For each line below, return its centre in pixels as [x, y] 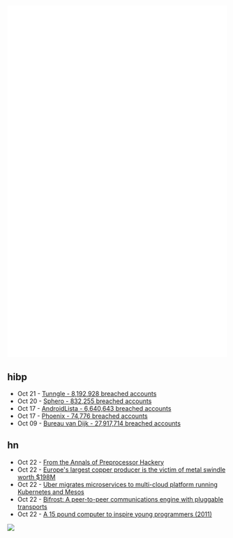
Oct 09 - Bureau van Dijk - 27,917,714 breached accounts [99, 423]
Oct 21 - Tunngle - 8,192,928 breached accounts [87, 393]
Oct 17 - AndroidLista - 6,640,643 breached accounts [94, 408]
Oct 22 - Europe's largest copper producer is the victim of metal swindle [121, 470]
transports [32, 507]
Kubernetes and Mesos [51, 492]
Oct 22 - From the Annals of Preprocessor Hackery [91, 462]
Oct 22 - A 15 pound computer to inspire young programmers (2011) [115, 514]
